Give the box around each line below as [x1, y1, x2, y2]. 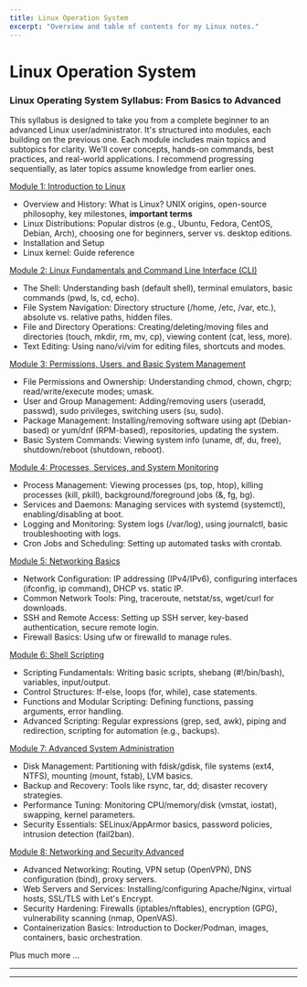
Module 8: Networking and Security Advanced [9, 846, 185, 857]
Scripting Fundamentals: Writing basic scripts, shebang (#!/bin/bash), [22, 666, 285, 677]
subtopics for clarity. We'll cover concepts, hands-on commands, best [9, 143, 274, 154]
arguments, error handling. [22, 706, 124, 716]
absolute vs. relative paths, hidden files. [22, 312, 174, 323]
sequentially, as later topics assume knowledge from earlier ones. [9, 163, 257, 174]
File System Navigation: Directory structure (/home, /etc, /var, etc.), [22, 302, 277, 313]
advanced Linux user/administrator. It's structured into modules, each [9, 124, 271, 135]
